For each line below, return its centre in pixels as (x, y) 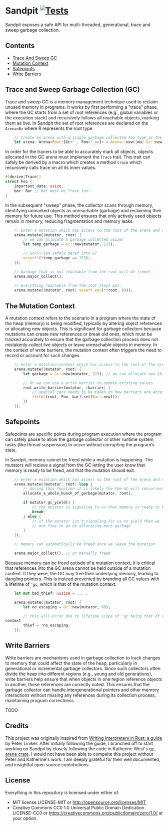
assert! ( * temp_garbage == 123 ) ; (57, 258)
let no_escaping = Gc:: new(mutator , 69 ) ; (67, 607)
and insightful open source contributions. (47, 764)
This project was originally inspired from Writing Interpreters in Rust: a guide (84, 738)
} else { (32, 517)
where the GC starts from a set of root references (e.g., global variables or (82, 112)
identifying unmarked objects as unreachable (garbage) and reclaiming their (83, 210)
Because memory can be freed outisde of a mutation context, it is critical (80, 563)
